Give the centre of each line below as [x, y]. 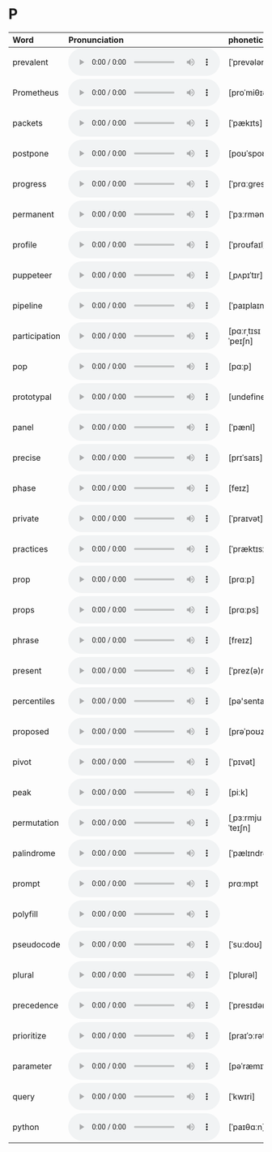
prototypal [32, 397]
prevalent [30, 62]
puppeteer [32, 275]
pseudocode [36, 944]
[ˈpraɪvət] [246, 518]
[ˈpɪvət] [242, 762]
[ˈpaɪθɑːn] [246, 1127]
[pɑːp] [240, 366]
